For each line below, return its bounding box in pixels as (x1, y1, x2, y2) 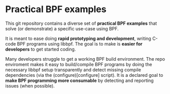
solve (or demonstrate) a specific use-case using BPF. (5, 25, 119, 31)
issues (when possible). (5, 82, 55, 89)
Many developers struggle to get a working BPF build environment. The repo (5, 56, 165, 62)
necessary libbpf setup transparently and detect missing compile (5, 67, 141, 73)
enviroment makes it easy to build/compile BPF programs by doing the (5, 61, 152, 67)
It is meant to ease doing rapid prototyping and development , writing (5, 35, 151, 41)
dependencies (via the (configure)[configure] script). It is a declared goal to (5, 72, 163, 78)
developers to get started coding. (5, 46, 76, 52)
